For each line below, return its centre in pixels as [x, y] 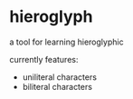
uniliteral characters [60, 77]
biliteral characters [57, 86]
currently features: [44, 59]
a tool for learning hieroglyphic [66, 42]
